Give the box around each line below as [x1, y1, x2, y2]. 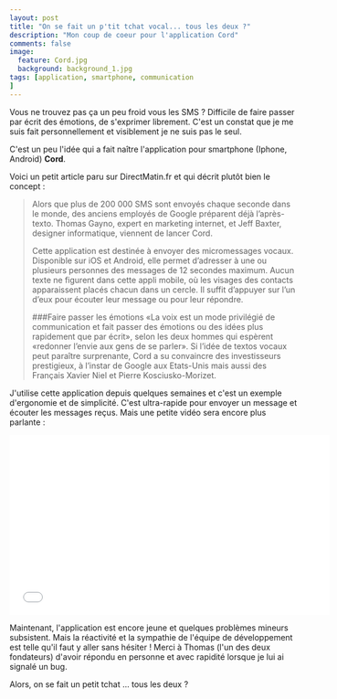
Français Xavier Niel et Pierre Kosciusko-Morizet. [31, 369, 217, 380]
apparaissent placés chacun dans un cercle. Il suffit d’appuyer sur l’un [31, 284, 296, 295]
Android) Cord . [9, 153, 67, 164]
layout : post [9, 13, 59, 23]
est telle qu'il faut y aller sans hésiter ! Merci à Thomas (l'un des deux [9, 641, 271, 652]
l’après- [256, 207, 285, 219]
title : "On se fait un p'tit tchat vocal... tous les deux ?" [9, 22, 251, 31]
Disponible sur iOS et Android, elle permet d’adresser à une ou [31, 255, 268, 266]
